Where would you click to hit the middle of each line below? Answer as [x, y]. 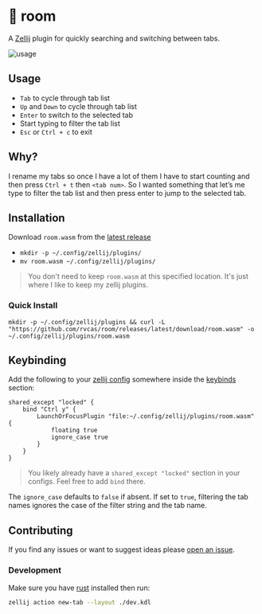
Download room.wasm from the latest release [80, 237]
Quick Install [33, 306]
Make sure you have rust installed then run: [79, 588]
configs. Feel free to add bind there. [86, 482]
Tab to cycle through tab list [65, 98]
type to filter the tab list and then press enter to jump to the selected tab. [127, 193]
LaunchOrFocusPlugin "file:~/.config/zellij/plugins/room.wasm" [146, 417]
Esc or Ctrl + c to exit [56, 131]
